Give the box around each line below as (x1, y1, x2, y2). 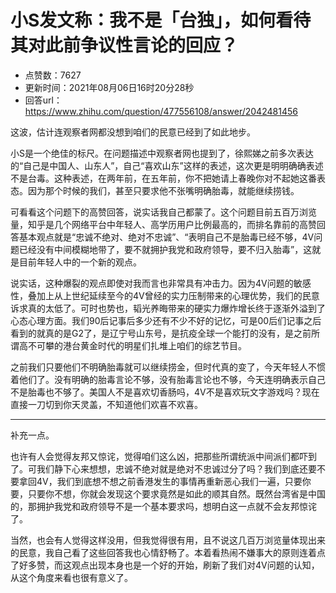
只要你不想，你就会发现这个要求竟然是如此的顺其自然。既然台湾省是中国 (27, 487, 326, 500)
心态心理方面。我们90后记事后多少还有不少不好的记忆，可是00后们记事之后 (10, 314, 322, 326)
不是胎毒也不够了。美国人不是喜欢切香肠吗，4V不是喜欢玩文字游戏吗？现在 (10, 386, 320, 398)
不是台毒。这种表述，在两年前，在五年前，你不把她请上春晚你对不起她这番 (10, 172, 317, 184)
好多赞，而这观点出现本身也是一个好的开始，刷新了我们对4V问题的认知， (18, 559, 320, 571)
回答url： (24, 94, 63, 106)
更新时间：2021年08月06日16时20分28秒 (24, 81, 195, 93)
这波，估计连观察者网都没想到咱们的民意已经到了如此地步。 (10, 126, 256, 138)
